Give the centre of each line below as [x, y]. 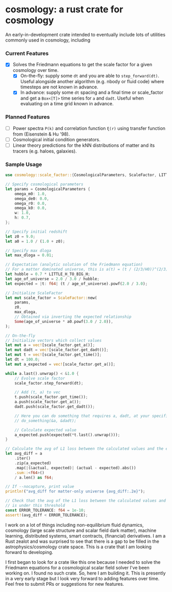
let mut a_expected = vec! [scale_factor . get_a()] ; [60, 364]
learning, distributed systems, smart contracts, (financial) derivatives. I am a [85, 536]
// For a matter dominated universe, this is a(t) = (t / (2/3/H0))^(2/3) [87, 270]
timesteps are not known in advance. [59, 87]
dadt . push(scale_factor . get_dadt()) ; [55, 407]
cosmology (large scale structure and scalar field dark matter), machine [81, 530]
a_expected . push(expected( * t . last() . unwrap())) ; [67, 435]
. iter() [23, 459]
